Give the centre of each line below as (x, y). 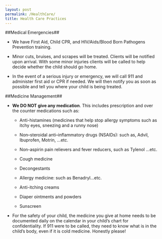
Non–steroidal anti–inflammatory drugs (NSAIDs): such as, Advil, (84, 135)
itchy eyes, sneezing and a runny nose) (59, 125)
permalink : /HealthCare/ (30, 14)
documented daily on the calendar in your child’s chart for (70, 221)
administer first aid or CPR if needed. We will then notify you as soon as (84, 81)
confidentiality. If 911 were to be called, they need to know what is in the (84, 226)
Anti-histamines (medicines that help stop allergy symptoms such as (88, 120)
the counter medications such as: (46, 111)
